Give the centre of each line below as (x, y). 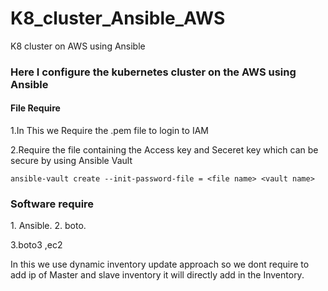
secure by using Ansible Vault (71, 161)
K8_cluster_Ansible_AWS (118, 18)
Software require (52, 204)
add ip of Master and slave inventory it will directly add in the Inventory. (157, 275)
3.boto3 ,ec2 (36, 245)
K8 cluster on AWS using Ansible (78, 46)
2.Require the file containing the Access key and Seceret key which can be (164, 150)
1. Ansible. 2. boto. (48, 226)
